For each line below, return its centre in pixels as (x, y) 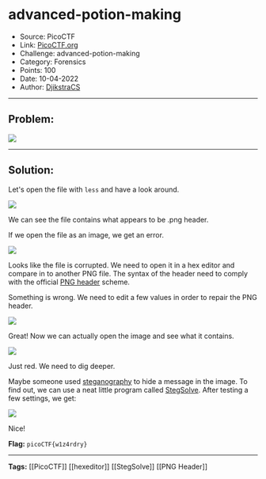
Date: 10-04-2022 (49, 78)
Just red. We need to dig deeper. (62, 366)
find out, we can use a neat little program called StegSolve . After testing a (128, 390)
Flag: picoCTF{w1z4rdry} (48, 443)
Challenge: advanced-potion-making (80, 53)
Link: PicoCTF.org (49, 44)
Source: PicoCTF (47, 36)
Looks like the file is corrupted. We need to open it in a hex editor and (122, 265)
